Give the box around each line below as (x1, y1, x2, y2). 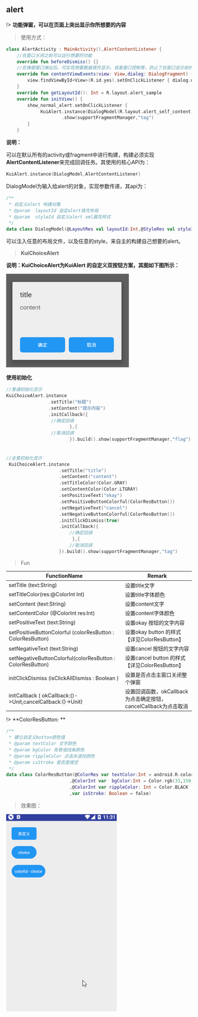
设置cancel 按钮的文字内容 (124, 645, 190, 652)
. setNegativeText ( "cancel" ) (58, 505, 128, 511)
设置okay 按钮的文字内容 (124, 619, 185, 626)
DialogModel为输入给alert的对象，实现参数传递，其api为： (6, 183, 148, 190)
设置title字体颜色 (124, 591, 165, 598)
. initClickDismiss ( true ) (58, 517, 120, 524)
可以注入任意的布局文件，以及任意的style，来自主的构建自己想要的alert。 (6, 238, 184, 245)
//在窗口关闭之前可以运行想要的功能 (16, 53, 93, 59)
